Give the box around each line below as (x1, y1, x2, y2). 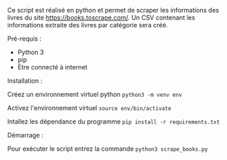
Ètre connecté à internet (17, 63, 88, 71)
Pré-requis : (7, 34, 42, 43)
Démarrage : (7, 131, 44, 139)
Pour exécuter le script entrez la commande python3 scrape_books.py (7, 145, 209, 153)
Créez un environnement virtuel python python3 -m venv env (7, 91, 183, 98)
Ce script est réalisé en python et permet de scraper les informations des (7, 6, 219, 14)
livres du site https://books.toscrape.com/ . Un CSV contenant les (7, 13, 195, 22)
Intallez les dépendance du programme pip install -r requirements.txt (7, 117, 220, 126)
